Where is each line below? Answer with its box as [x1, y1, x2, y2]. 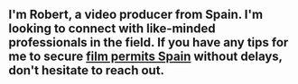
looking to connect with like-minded [8, 21, 216, 37]
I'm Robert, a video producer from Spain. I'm [8, 7, 264, 22]
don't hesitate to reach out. [8, 63, 164, 79]
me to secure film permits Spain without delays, [8, 49, 283, 64]
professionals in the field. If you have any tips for [8, 35, 289, 50]
